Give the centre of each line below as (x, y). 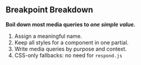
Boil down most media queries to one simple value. (71, 24)
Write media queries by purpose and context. (70, 49)
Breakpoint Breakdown (49, 10)
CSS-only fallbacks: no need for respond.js (68, 55)
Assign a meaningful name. (48, 36)
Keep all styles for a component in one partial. (71, 42)
